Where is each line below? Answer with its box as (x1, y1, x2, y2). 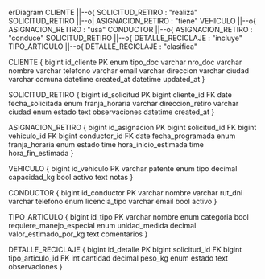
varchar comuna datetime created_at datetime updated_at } (8, 75, 205, 84)
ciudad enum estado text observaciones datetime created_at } (8, 107, 215, 117)
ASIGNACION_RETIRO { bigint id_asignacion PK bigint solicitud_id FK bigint (8, 123, 257, 132)
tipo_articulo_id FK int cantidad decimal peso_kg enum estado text (8, 253, 228, 263)
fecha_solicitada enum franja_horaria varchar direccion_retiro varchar (8, 99, 239, 108)
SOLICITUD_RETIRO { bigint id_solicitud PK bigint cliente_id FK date (8, 90, 232, 100)
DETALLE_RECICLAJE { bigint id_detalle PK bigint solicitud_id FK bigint (8, 245, 242, 254)
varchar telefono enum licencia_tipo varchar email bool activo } (8, 197, 217, 206)
